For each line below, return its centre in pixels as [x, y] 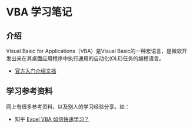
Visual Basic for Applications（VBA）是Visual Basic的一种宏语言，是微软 [94, 51]
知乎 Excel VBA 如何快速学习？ [52, 119]
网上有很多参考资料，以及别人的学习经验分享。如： [68, 106]
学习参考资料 [29, 91]
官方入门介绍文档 [35, 71]
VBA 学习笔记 [39, 12]
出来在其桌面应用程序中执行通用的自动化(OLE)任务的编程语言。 [88, 58]
